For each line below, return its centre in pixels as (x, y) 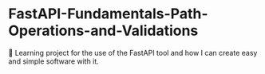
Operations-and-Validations (103, 31)
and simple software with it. (54, 61)
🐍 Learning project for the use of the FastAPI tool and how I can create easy (133, 53)
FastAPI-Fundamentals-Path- (108, 14)
